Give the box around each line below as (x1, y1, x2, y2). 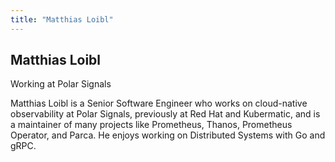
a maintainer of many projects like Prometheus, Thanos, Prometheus (10, 119, 293, 131)
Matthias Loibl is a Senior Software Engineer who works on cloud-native (10, 97, 308, 110)
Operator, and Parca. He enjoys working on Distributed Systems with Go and (10, 129, 326, 141)
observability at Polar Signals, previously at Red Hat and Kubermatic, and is (10, 108, 321, 120)
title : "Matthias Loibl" (10, 14, 114, 25)
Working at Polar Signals (10, 78, 112, 90)
